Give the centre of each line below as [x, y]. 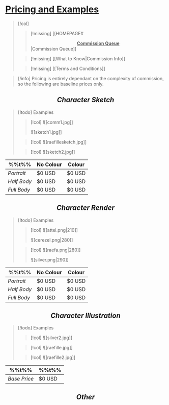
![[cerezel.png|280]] [52, 240]
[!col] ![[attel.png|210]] [54, 230]
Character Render [86, 208]
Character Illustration [86, 315]
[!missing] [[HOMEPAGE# [57, 33]
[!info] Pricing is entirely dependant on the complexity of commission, [91, 78]
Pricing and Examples [52, 9]
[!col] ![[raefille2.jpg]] [53, 358]
